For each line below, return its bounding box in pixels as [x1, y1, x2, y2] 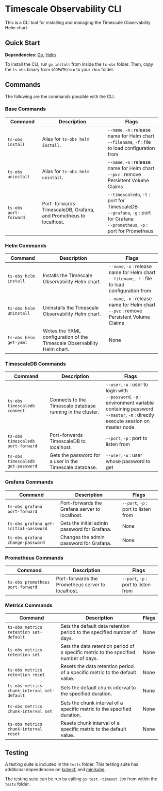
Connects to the [49, 396, 86, 403]
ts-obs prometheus [7, 579, 50, 585]
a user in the [49, 458, 78, 465]
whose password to [105, 458, 150, 465]
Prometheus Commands [5, 554, 64, 561]
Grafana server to [60, 505, 100, 512]
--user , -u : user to [105, 381, 148, 388]
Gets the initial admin [60, 520, 108, 526]
